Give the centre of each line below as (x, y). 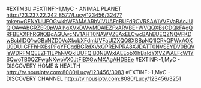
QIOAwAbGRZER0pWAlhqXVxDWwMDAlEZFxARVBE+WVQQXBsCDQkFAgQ (100, 28)
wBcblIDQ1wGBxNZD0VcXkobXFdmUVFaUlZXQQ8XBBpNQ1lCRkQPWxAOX (100, 40)
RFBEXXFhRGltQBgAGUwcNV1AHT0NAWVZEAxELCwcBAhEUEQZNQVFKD (99, 34)
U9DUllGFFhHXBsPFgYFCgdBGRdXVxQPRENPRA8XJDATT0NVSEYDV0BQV (100, 47)
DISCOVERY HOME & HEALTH (43, 66)
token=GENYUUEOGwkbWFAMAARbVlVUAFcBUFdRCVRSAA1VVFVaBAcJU (100, 21)
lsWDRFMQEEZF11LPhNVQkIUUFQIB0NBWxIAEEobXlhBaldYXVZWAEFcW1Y (100, 53)
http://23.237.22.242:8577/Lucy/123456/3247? (64, 15)
